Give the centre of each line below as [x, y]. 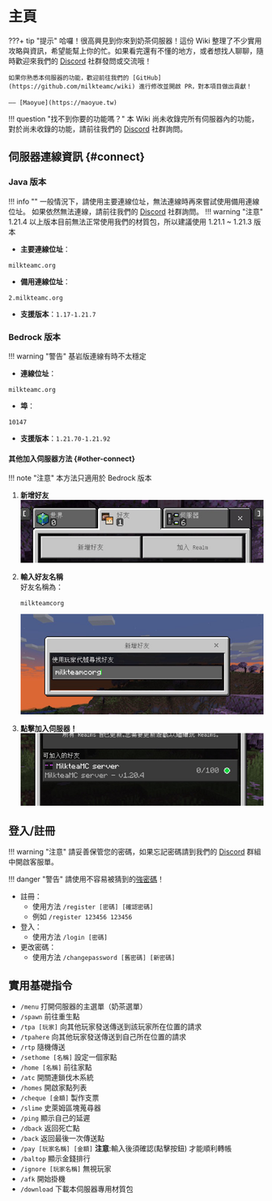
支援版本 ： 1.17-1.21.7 [58, 314]
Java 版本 [28, 182]
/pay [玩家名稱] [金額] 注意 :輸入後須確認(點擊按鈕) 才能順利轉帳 [126, 1148]
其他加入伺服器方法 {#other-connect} [72, 458]
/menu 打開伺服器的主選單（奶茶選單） [83, 1006]
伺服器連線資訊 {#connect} [77, 157]
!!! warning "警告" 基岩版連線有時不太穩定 [78, 356]
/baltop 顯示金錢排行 [55, 1159]
